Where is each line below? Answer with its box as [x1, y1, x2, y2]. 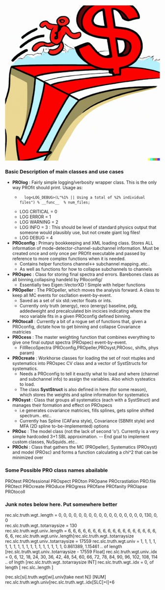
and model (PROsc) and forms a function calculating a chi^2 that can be [12, 449, 158, 456]
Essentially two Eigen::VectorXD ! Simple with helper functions [19, 282, 146, 288]
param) [19, 350, 34, 356]
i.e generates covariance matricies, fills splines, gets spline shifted [19, 407, 154, 414]
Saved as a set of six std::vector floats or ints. [19, 297, 112, 303]
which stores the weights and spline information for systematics [19, 392, 149, 398]
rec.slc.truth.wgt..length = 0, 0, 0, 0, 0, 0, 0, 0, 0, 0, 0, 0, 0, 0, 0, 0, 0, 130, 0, [5, 512, 158, 518]
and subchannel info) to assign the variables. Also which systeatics [19, 376, 156, 382]
